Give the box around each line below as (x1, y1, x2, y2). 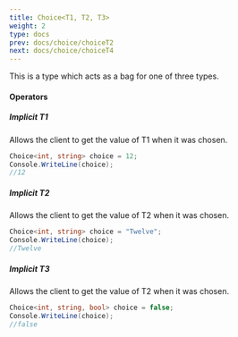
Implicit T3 (9, 263, 51, 274)
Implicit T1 (9, 112, 49, 122)
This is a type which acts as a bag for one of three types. (9, 71, 219, 81)
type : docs (9, 29, 50, 38)
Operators (9, 91, 48, 102)
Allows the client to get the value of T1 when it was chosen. (9, 134, 228, 145)
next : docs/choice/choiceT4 (9, 46, 115, 55)
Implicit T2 (9, 187, 50, 198)
